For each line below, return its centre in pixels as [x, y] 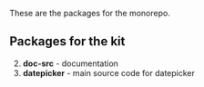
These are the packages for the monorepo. [90, 13]
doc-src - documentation [70, 63]
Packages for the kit [67, 41]
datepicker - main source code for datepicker [109, 72]
